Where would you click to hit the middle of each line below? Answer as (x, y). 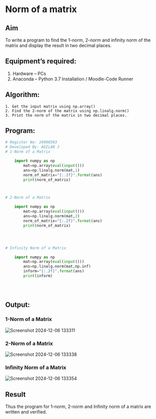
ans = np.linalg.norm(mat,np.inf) (57, 266)
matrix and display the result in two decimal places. (58, 45)
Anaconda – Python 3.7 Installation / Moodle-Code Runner (73, 79)
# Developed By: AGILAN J (32, 147)
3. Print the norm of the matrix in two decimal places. (66, 115)
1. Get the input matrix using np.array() (50, 106)
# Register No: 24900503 (31, 143)
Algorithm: (22, 95)
